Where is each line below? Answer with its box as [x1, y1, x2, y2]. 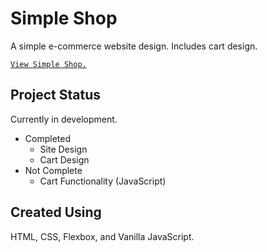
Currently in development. [10, 113, 118, 125]
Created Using [10, 204, 102, 221]
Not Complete [24, 164, 83, 176]
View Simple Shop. [10, 59, 87, 69]
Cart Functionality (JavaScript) [39, 175, 167, 187]
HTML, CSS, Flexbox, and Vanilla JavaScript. [10, 230, 195, 242]
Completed [24, 132, 71, 144]
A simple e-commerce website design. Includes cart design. [10, 40, 258, 52]
